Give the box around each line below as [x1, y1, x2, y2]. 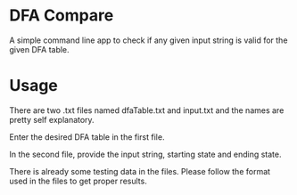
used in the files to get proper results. [9, 175, 147, 186]
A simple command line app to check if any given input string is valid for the [9, 35, 288, 45]
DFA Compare [9, 5, 114, 26]
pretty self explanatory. [9, 114, 95, 125]
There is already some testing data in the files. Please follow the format [9, 166, 270, 176]
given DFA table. [9, 44, 70, 54]
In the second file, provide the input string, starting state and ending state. [9, 149, 282, 159]
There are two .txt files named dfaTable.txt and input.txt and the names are [9, 104, 285, 116]
